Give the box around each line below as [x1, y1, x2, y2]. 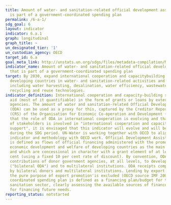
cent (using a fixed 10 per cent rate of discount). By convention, [10, 154, 158, 159]
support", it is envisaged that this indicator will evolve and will [10, 126, 160, 131]
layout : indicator [5, 26, 44, 32]
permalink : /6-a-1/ [5, 17, 47, 22]
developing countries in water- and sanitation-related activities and [10, 78, 165, 83]
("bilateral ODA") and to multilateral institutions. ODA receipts [10, 163, 156, 168]
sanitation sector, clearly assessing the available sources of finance [10, 183, 167, 188]
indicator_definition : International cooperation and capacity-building [5, 93, 163, 98]
